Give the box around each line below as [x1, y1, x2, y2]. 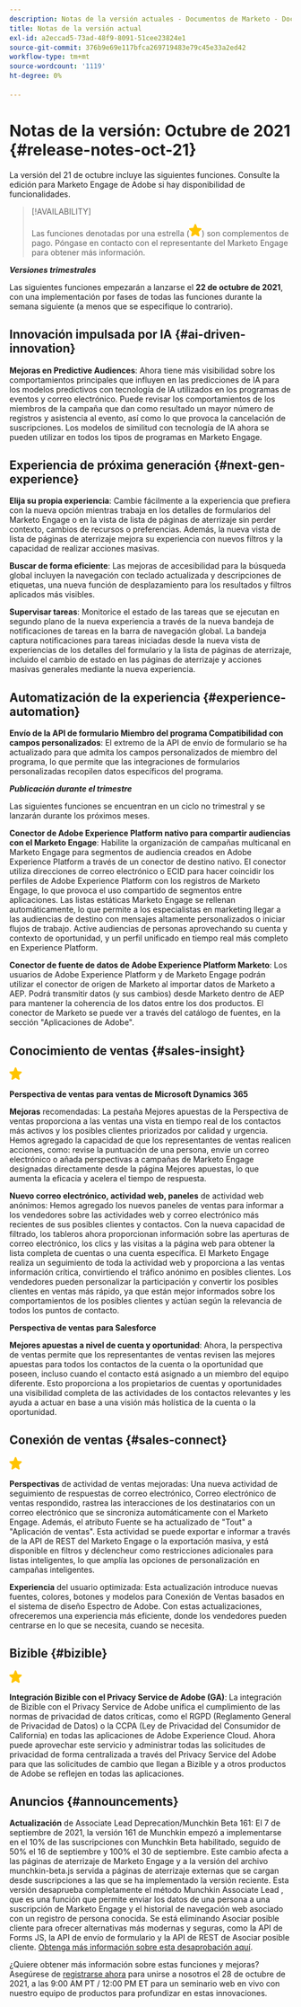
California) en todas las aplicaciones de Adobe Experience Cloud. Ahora [9, 1729, 276, 1740]
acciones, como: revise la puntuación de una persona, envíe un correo [9, 1144, 270, 1154]
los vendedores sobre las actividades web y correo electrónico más [9, 1209, 260, 1220]
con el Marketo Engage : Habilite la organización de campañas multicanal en [9, 837, 291, 848]
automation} [9, 703, 81, 719]
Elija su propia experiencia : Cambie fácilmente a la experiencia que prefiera [9, 495, 291, 507]
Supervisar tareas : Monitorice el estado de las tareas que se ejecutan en [9, 606, 280, 617]
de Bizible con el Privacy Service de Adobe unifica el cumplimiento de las [9, 1701, 280, 1711]
